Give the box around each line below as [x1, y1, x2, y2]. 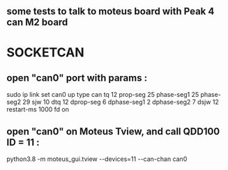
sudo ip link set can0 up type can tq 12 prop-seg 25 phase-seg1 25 [6, 91, 199, 99]
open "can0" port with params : [6, 72, 148, 84]
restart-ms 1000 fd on [6, 105, 70, 114]
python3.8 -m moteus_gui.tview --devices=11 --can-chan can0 [6, 155, 188, 163]
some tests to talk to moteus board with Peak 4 [6, 6, 215, 17]
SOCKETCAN [6, 45, 84, 60]
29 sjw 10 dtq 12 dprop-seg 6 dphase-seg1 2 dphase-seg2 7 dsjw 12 [22, 98, 219, 107]
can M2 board [6, 17, 68, 29]
